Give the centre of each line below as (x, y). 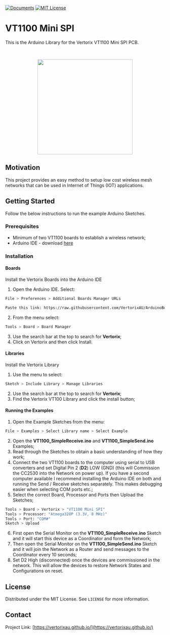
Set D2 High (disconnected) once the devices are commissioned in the (86, 560)
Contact (18, 615)
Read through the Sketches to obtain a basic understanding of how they (88, 451)
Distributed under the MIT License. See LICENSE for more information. (77, 599)
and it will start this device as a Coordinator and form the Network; (82, 539)
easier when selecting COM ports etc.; (53, 489)
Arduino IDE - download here (43, 243)
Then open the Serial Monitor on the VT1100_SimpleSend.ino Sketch (84, 544)
